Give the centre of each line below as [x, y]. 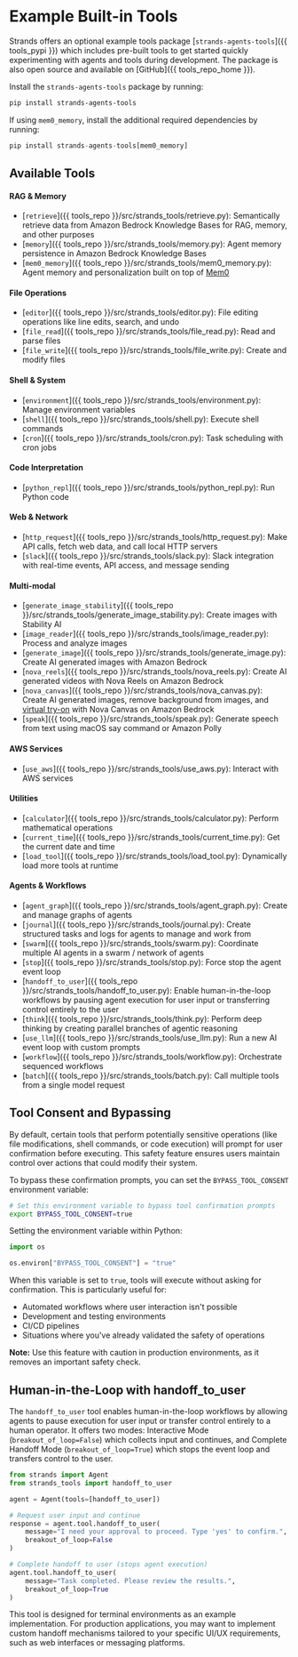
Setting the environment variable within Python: [96, 1231]
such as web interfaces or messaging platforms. [97, 1643]
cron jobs [39, 447]
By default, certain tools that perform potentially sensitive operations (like [143, 1134]
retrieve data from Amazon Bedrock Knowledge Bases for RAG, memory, [155, 225]
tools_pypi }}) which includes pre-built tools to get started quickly [129, 50]
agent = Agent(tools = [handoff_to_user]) [85, 1499]
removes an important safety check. [75, 1362]
